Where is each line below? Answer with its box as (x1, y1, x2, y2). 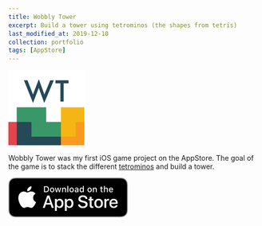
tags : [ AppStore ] (8, 46, 66, 55)
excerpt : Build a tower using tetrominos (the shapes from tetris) (8, 21, 238, 29)
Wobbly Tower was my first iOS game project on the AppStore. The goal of (8, 154, 254, 163)
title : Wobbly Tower (8, 13, 77, 21)
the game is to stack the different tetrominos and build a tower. (8, 162, 215, 171)
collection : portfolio (8, 38, 84, 46)
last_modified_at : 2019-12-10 (8, 29, 109, 37)
